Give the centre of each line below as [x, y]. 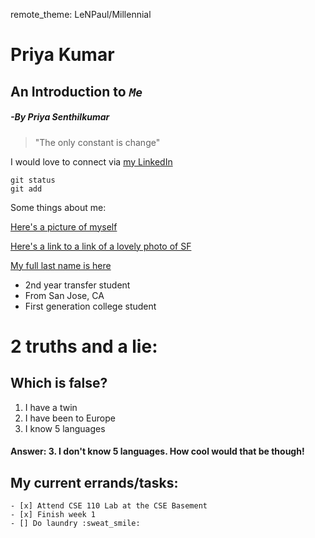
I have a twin [51, 407]
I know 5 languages [65, 428]
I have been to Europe [70, 418]
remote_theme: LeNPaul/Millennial [81, 14]
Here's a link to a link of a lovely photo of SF [101, 246]
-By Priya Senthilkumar [60, 117]
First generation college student [90, 306]
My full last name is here [61, 265]
